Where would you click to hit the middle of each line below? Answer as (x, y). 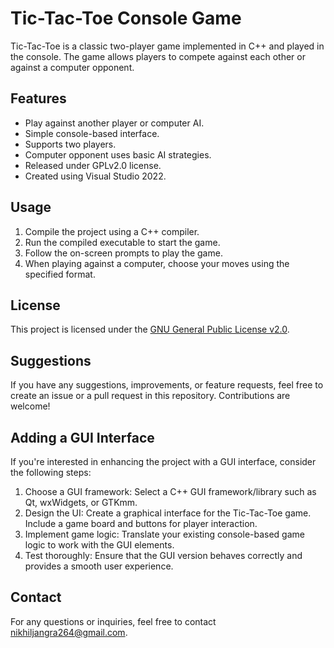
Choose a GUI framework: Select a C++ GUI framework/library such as (170, 491)
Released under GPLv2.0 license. (93, 165)
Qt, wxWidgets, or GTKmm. (81, 502)
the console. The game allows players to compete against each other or (158, 56)
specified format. (60, 274)
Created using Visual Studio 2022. (95, 176)
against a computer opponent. (72, 67)
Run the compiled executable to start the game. (122, 242)
